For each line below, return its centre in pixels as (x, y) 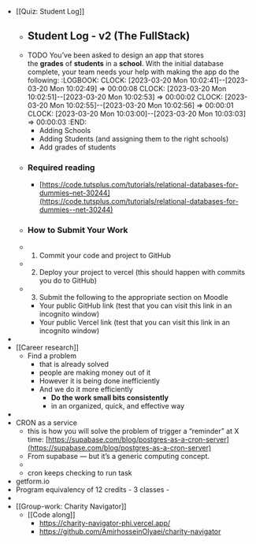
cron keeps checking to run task (80, 473)
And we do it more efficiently (86, 390)
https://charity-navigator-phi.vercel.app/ (105, 524)
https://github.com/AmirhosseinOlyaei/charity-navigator (130, 531)
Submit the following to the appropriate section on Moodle (134, 298)
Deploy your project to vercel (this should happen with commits (142, 272)
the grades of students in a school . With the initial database (126, 63)
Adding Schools (65, 130)
